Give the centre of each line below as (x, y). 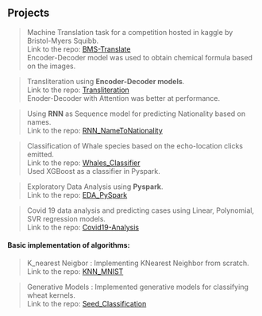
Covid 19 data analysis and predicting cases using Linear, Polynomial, (141, 210)
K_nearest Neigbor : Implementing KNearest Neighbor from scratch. (138, 263)
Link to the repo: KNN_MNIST (75, 272)
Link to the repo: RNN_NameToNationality (95, 130)
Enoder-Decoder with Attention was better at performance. (123, 98)
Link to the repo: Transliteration (78, 90)
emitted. (40, 154)
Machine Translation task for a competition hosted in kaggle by (130, 32)
